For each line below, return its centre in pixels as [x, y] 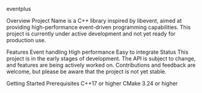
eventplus [19, 9]
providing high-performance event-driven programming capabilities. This [99, 27]
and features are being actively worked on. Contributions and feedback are [101, 65]
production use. [26, 40]
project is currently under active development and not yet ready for [91, 34]
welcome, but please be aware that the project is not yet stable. [87, 72]
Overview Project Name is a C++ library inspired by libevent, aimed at [94, 20]
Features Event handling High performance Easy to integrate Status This [97, 52]
